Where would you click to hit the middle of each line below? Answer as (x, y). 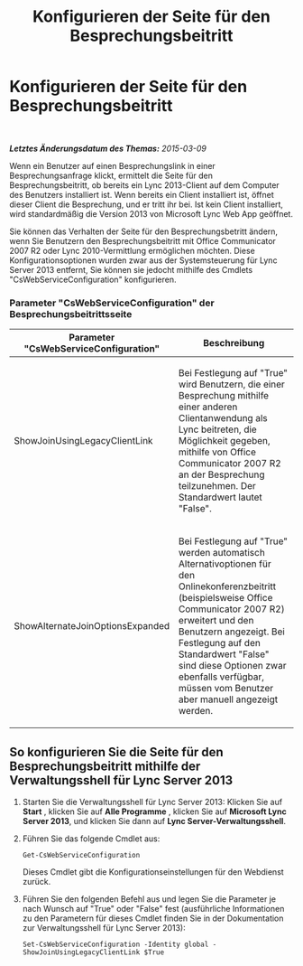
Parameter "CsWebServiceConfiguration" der (112, 303)
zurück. (37, 882)
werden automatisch (222, 553)
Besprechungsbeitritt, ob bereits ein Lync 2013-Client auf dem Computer (144, 185)
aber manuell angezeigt (228, 699)
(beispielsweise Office (226, 598)
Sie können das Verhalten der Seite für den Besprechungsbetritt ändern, (143, 231)
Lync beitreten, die (218, 429)
